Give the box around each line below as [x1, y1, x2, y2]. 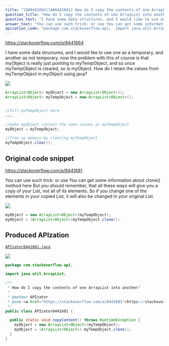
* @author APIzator [7, 294, 49, 299]
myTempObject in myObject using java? [5, 71, 88, 77]
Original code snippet [5, 154, 74, 163]
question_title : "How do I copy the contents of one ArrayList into [5, 12, 152, 17]
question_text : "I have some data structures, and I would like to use [5, 17, 158, 22]
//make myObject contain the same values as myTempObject [5, 122, 129, 127]
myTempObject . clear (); [5, 140, 53, 146]
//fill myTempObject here [5, 108, 59, 113]
